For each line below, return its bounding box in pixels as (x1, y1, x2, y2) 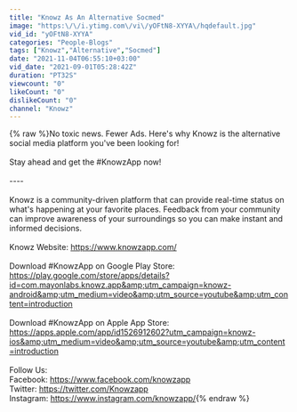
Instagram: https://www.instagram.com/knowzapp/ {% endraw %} (9, 393, 251, 404)
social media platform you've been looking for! (9, 138, 180, 149)
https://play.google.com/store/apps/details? (9, 271, 171, 281)
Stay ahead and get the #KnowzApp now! (9, 157, 162, 167)
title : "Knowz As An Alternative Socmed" (9, 12, 165, 22)
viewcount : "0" (9, 79, 66, 88)
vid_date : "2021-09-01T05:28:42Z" (9, 63, 138, 72)
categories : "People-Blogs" (9, 37, 114, 47)
